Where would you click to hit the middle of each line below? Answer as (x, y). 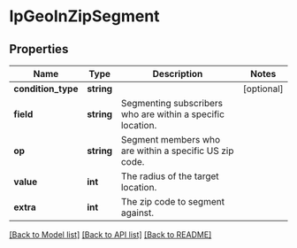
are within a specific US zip (177, 151)
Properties (39, 49)
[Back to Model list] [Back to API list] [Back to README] (110, 235)
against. (137, 213)
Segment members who (171, 139)
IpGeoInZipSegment (85, 16)
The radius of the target (170, 176)
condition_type (46, 89)
